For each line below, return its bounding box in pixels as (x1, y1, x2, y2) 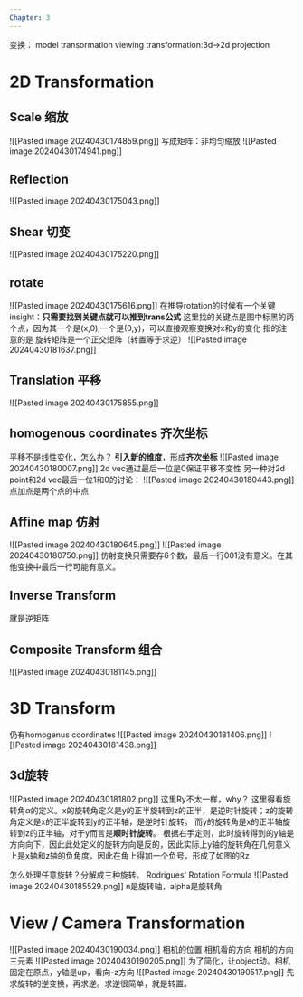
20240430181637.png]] (9, 345, 97, 356)
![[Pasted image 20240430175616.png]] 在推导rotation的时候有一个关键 (9, 300, 276, 311)
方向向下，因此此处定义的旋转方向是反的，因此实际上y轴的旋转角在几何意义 (9, 839, 291, 850)
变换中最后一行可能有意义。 (16, 561, 120, 572)
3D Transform (9, 698, 116, 719)
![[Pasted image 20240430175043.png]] (9, 195, 160, 206)
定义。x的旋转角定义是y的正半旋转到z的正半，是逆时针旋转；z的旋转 (38, 804, 294, 815)
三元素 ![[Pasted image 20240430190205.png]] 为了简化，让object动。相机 (9, 955, 291, 966)
